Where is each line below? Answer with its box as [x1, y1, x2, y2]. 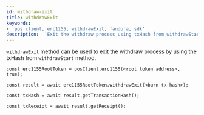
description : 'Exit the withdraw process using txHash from [6, 31, 165, 38]
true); [6, 71, 23, 77]
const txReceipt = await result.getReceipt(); [6, 103, 126, 110]
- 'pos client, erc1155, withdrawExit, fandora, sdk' [6, 25, 146, 32]
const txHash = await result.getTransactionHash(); [6, 93, 140, 99]
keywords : [6, 20, 32, 26]
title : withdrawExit [6, 15, 59, 21]
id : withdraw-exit [6, 8, 53, 15]
